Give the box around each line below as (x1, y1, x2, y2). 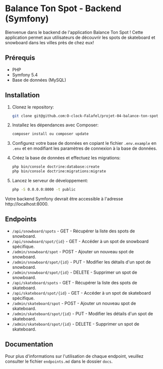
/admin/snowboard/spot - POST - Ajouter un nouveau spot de (12, 248, 134, 254)
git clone (12, 113, 33, 118)
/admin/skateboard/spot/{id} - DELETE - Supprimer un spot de (12, 321, 140, 327)
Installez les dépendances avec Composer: (12, 122, 99, 128)
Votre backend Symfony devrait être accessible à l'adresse (5, 195, 123, 202)
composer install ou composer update (12, 132, 89, 137)
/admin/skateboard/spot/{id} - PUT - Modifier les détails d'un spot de (12, 311, 153, 316)
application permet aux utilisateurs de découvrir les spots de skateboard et (5, 35, 156, 40)
